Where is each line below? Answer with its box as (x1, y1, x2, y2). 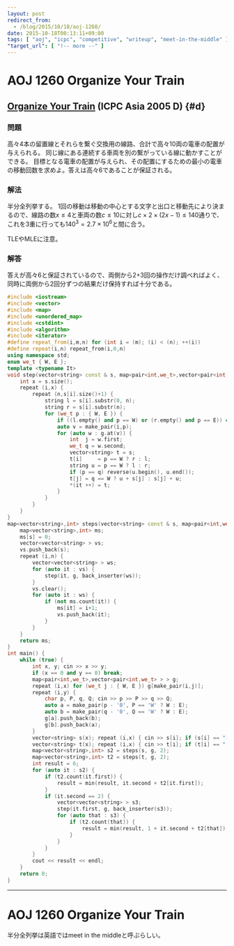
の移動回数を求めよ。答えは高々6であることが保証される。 (7, 165, 176, 174)
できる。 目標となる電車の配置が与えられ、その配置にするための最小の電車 (7, 157, 223, 165)
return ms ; (19, 637, 52, 644)
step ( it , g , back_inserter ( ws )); (44, 572, 141, 579)
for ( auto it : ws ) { (32, 592, 95, 599)
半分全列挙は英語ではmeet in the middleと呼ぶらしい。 (7, 931, 165, 939)
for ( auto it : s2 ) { (32, 767, 95, 774)
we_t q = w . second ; (69, 443, 127, 450)
